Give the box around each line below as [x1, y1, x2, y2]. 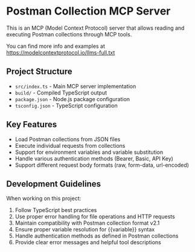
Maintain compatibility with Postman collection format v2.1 [14, 219, 160, 227]
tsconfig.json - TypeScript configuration [14, 102, 118, 109]
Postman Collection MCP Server [6, 4, 171, 18]
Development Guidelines [6, 179, 101, 189]
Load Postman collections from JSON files [14, 135, 121, 143]
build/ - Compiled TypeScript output [14, 89, 107, 96]
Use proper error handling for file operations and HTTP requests [14, 213, 175, 220]
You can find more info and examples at [6, 42, 106, 50]
